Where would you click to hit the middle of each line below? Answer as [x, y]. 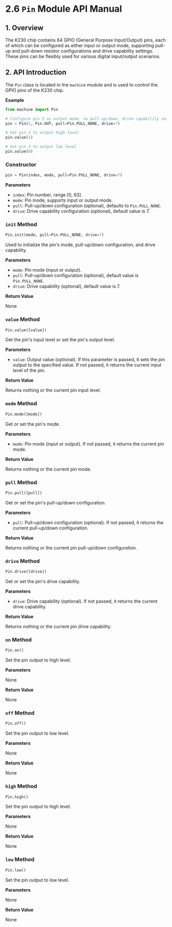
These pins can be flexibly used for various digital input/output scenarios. [83, 56]
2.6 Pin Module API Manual [64, 9]
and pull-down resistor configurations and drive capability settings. [83, 51]
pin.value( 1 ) [19, 138]
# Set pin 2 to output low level [41, 147]
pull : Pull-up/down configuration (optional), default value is [76, 275]
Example [15, 100]
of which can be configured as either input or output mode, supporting [80, 46]
